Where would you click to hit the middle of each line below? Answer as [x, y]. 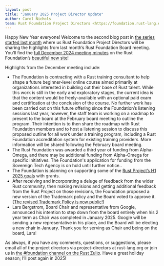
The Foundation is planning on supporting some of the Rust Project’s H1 [84, 171]
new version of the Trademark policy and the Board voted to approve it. [84, 197]
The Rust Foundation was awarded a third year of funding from [75, 150]
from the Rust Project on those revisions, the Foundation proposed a [81, 192]
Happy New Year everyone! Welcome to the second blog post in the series [80, 37]
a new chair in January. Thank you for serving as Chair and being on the [85, 228]
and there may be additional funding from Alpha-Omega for [89, 155]
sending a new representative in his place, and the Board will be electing [85, 223]
